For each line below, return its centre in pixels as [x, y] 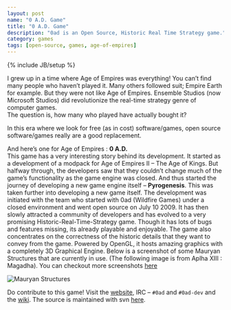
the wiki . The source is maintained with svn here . [76, 299]
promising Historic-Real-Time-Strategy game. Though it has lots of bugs [110, 222]
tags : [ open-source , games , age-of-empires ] [72, 45]
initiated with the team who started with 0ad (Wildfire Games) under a [106, 200]
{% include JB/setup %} [41, 65]
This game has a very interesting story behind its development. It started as [114, 156]
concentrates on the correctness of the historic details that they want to [109, 236]
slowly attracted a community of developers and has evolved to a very [107, 214]
